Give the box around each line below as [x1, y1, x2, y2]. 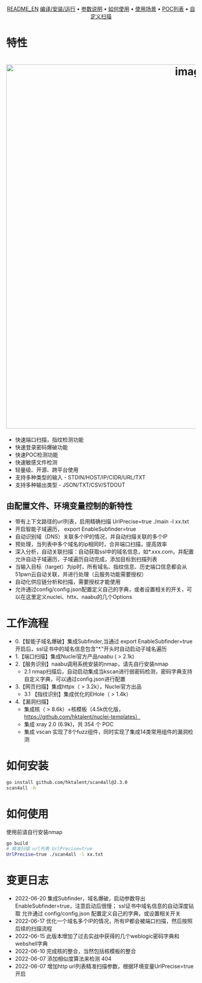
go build [6, 840, 28, 846]
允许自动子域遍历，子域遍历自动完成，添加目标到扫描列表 [14, 555, 158, 563]
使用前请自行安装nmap [6, 828, 63, 835]
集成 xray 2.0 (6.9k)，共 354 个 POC [23, 720, 114, 728]
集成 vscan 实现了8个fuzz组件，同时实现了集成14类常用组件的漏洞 [23, 728, 188, 735]
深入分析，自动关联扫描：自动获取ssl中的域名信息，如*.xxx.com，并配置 [14, 548, 194, 555]
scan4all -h [6, 785, 36, 791]
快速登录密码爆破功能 [14, 444, 68, 451]
